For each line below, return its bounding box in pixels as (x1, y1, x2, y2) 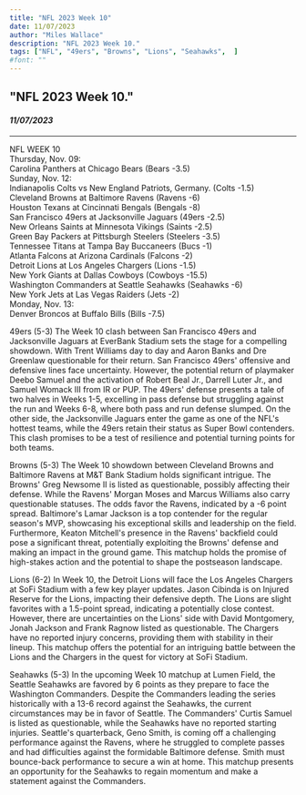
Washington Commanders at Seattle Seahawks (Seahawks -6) (9, 279, 243, 290)
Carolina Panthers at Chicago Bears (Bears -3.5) (9, 163, 191, 174)
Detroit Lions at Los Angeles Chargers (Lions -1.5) (9, 260, 197, 270)
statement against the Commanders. (9, 775, 147, 786)
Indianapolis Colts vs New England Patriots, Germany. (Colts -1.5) (9, 182, 255, 193)
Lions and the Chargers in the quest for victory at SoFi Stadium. (9, 651, 249, 662)
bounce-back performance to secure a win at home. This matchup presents (9, 756, 294, 767)
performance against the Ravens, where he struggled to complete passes (9, 737, 285, 748)
